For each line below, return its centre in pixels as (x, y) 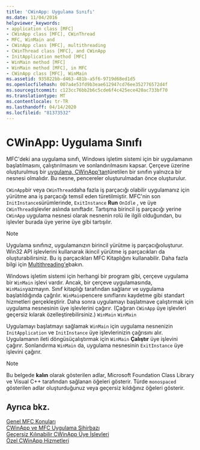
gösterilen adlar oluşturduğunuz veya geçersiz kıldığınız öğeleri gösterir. (95, 388)
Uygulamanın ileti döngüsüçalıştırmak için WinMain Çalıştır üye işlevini (92, 339)
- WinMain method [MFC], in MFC (47, 68)
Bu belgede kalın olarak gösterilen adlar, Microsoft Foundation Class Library (100, 375)
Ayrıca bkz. (28, 407)
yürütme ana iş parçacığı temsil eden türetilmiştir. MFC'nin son (83, 196)
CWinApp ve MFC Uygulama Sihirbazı (53, 428)
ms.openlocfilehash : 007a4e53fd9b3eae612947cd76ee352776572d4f (87, 85)
